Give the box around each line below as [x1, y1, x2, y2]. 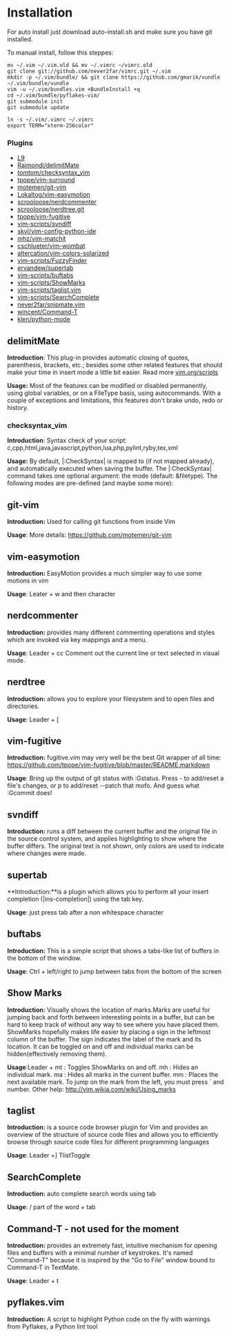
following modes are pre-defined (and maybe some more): [7, 479, 174, 487]
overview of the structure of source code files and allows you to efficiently [7, 1131, 219, 1139]
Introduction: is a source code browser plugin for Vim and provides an [7, 1123, 208, 1131]
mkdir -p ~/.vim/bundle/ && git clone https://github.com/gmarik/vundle [7, 74, 221, 81]
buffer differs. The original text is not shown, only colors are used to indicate [7, 842, 225, 850]
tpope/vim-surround [17, 176, 75, 184]
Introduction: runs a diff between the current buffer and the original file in [7, 827, 217, 836]
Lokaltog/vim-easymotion [17, 191, 91, 199]
